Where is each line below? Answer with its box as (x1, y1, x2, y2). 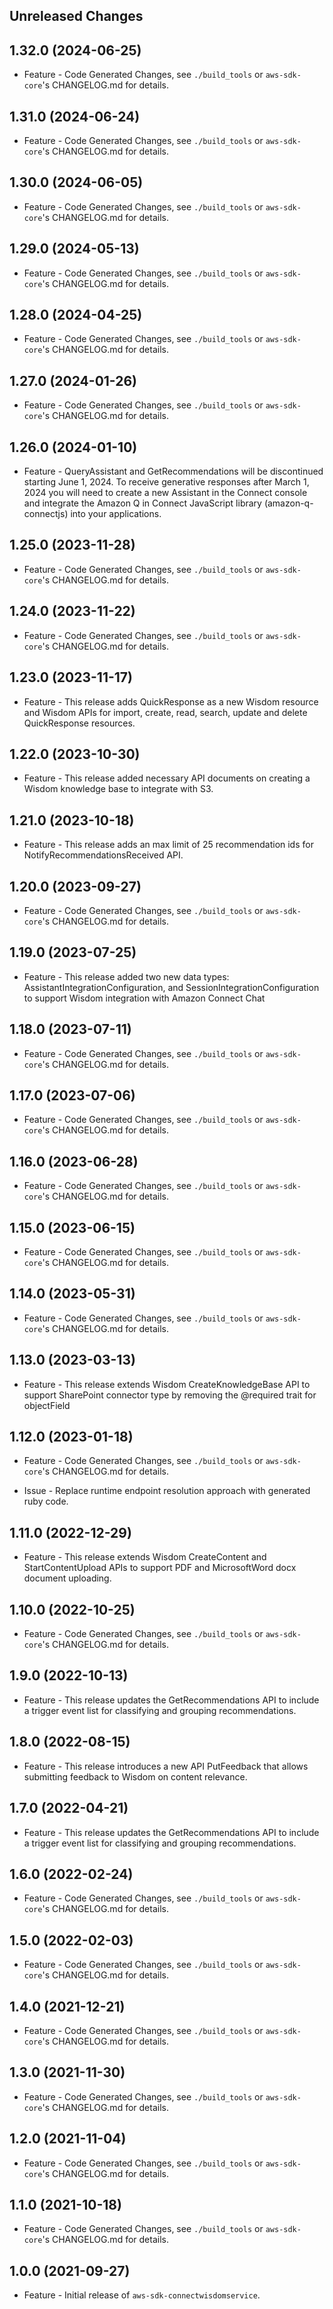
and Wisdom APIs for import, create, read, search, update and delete (23, 706, 308, 718)
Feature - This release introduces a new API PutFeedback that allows (23, 1760, 309, 1772)
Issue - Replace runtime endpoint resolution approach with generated (23, 1485, 311, 1497)
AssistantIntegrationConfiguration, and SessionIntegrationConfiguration (23, 981, 320, 993)
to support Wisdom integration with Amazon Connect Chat (23, 992, 266, 1004)
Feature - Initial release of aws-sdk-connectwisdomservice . (23, 2289, 261, 2301)
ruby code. (23, 1495, 69, 1508)
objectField (23, 1399, 71, 1411)
